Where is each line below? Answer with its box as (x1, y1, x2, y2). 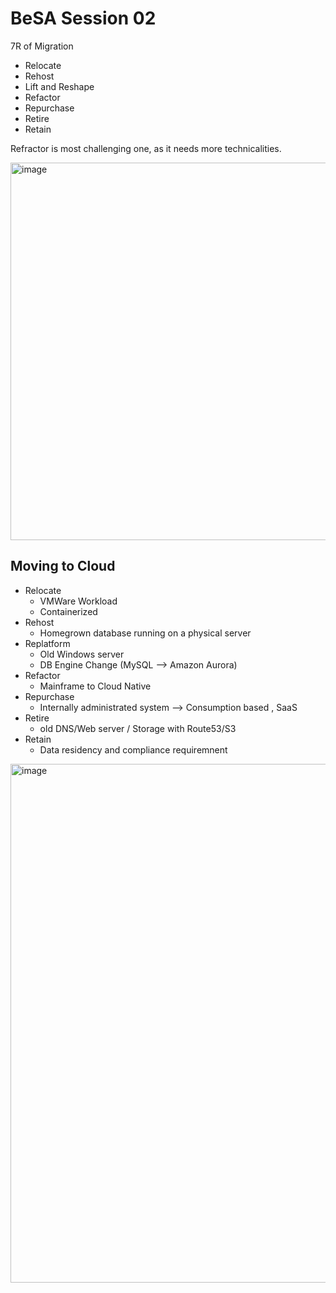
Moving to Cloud (10, 558, 116, 575)
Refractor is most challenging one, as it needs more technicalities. (10, 142, 282, 154)
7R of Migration (10, 40, 74, 52)
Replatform (24, 637, 71, 649)
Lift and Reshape (24, 80, 95, 92)
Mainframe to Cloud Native (39, 680, 152, 692)
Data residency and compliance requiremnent (39, 743, 228, 756)
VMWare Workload (39, 595, 118, 607)
